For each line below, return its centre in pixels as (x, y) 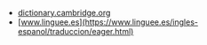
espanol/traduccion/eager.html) (76, 31)
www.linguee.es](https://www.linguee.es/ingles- (109, 22)
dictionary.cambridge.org (64, 13)
